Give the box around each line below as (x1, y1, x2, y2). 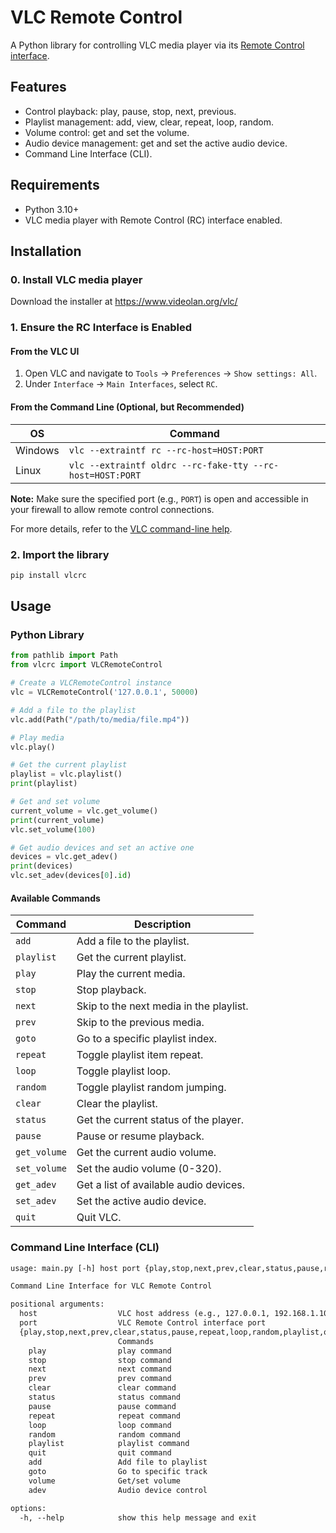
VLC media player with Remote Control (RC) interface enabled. (24, 214, 283, 226)
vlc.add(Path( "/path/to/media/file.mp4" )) (10, 714, 190, 725)
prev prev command (28, 1374, 172, 1384)
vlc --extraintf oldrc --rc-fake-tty (68, 459, 249, 471)
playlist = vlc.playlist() (10, 769, 123, 780)
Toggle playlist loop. (76, 1064, 172, 1078)
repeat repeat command (28, 1411, 182, 1421)
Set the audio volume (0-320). (76, 1162, 222, 1176)
